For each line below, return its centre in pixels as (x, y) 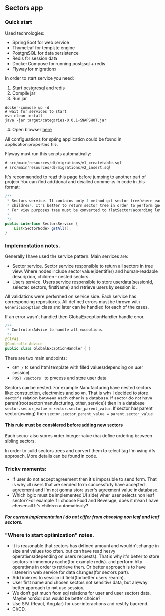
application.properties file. (32, 144)
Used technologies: (25, 33)
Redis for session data (35, 58)
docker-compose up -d (27, 107)
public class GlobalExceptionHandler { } (48, 348)
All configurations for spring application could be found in (63, 139)
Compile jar (24, 93)
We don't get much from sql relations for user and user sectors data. (82, 593)
